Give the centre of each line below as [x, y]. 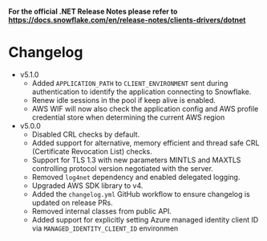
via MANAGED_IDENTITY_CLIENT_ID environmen [105, 228]
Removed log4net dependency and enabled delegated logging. [136, 177]
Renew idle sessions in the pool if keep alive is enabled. [124, 100]
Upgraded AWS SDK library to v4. [87, 186]
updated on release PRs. [73, 202]
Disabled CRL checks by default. [86, 134]
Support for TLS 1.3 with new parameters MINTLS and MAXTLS [136, 160]
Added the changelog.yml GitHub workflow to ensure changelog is [141, 194]
